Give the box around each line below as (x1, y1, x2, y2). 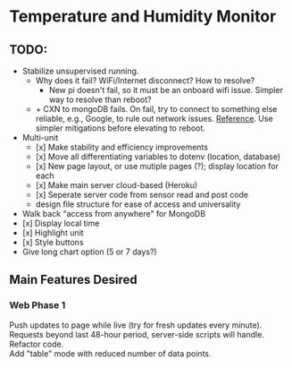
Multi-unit (21, 133, 59, 142)
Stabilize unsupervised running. (21, 65, 139, 76)
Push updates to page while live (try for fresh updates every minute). (9, 320, 263, 330)
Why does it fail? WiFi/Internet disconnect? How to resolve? (35, 75, 255, 86)
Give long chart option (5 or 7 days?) (21, 246, 158, 257)
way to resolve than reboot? (48, 94, 152, 105)
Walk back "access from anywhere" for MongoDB (21, 209, 206, 218)
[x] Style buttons (21, 237, 84, 247)
